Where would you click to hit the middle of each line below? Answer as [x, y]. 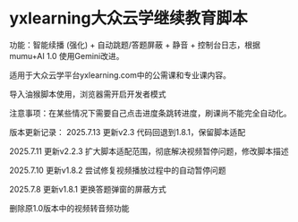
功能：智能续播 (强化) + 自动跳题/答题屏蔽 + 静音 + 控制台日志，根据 [135, 45]
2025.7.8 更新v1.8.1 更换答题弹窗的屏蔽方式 [88, 189]
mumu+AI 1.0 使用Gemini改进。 [67, 55]
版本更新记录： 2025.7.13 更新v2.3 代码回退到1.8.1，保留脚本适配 [128, 132]
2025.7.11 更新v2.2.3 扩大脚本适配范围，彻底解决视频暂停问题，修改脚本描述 [149, 151]
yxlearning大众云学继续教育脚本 [128, 18]
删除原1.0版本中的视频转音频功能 [69, 208]
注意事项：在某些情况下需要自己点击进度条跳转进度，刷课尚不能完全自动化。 [150, 113]
